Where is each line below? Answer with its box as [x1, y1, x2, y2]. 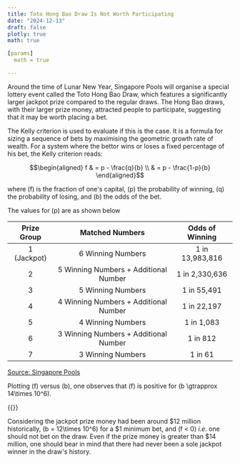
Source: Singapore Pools [7, 367, 81, 376]
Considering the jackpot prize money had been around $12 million [7, 417, 201, 425]
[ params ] [7, 50, 34, 57]
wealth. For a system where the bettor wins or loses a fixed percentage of [7, 141, 225, 150]
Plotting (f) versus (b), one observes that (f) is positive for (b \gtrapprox [7, 382, 218, 390]
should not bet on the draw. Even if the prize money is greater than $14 [7, 432, 216, 440]
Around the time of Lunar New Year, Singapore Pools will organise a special [7, 82, 230, 91]
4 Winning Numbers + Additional [57, 297, 168, 307]
